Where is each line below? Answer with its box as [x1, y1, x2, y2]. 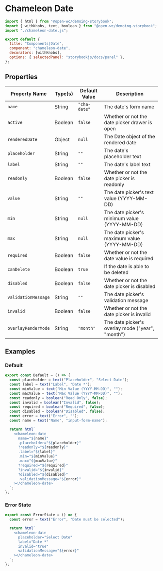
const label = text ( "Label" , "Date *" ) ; [9, 382, 92, 387]
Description [116, 90, 144, 97]
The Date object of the [104, 133, 155, 140]
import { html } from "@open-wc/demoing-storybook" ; [5, 19, 114, 24]
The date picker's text [104, 189, 154, 196]
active [7, 119, 23, 125]
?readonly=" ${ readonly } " [17, 445, 68, 450]
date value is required [104, 255, 154, 262]
